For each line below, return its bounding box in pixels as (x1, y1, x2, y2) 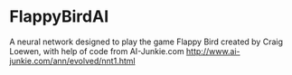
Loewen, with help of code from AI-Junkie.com (9, 45, 184, 56)
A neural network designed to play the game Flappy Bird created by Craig (9, 36, 283, 47)
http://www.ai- (185, 45, 241, 56)
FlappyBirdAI (9, 6, 109, 27)
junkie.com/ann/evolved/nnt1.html (9, 55, 136, 66)
